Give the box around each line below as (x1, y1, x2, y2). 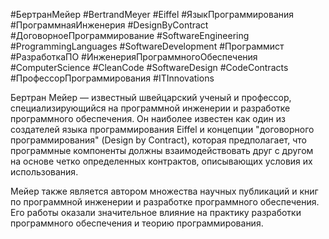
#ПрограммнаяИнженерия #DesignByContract (10, 19, 209, 31)
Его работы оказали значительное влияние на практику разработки (10, 207, 302, 218)
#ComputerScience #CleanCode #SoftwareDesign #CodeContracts (10, 62, 289, 73)
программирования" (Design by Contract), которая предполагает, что (10, 134, 307, 146)
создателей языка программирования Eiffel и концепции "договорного (10, 124, 315, 135)
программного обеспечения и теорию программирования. (10, 217, 264, 229)
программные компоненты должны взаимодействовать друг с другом (10, 145, 314, 156)
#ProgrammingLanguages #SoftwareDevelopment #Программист (10, 40, 285, 52)
